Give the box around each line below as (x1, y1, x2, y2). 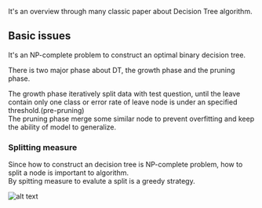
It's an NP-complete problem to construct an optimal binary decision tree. (8, 50, 246, 60)
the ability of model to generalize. (8, 122, 117, 132)
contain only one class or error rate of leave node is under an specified (8, 97, 238, 107)
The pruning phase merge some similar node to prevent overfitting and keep (8, 114, 255, 123)
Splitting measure (8, 141, 78, 152)
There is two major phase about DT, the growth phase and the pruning (8, 65, 235, 75)
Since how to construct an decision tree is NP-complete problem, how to (8, 160, 243, 170)
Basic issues (8, 29, 71, 42)
